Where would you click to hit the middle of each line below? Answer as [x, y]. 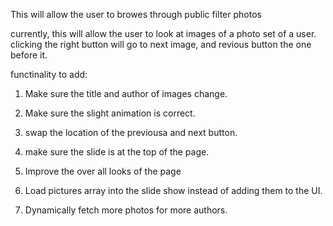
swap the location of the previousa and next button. [131, 132]
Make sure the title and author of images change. [126, 93]
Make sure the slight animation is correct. [110, 113]
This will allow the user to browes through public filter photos [136, 14]
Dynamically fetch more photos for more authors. [126, 210]
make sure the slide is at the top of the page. [117, 152]
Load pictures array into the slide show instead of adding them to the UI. [173, 190]
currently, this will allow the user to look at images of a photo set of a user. [163, 33]
